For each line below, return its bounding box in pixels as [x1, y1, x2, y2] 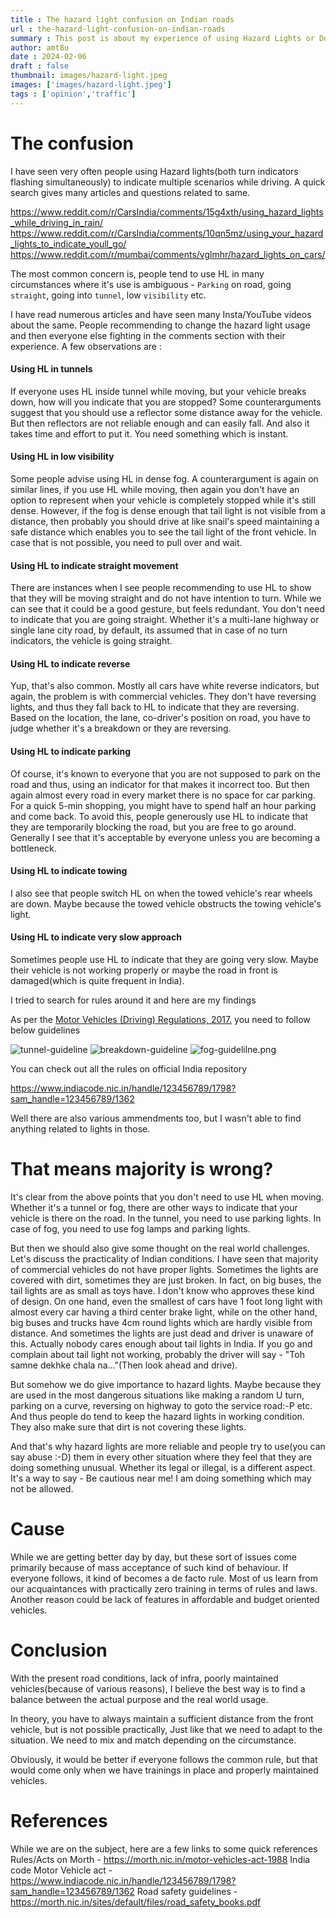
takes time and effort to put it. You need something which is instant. [10, 427, 289, 440]
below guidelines [10, 1024, 81, 1036]
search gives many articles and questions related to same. [10, 186, 251, 198]
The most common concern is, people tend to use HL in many [10, 267, 265, 280]
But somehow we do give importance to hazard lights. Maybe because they [10, 1378, 322, 1390]
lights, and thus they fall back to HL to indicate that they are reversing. [10, 701, 300, 713]
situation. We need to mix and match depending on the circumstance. [10, 1734, 297, 1746]
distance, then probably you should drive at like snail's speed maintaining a [10, 515, 320, 527]
